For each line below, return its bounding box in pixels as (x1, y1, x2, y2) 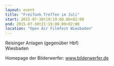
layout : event (5, 7, 35, 13)
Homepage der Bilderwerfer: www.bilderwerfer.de (5, 55, 109, 61)
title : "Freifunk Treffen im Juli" (5, 12, 80, 17)
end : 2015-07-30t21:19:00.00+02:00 (5, 21, 80, 27)
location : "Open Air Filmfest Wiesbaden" (5, 26, 93, 31)
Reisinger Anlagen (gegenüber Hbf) (5, 40, 79, 46)
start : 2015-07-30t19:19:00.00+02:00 (5, 17, 84, 22)
